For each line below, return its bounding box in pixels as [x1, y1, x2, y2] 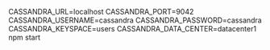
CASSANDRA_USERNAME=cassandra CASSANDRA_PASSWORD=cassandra [8, 15, 262, 25]
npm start [8, 32, 41, 42]
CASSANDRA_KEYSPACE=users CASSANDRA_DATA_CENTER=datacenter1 [8, 24, 256, 33]
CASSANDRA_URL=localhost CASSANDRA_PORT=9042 [8, 7, 194, 16]
